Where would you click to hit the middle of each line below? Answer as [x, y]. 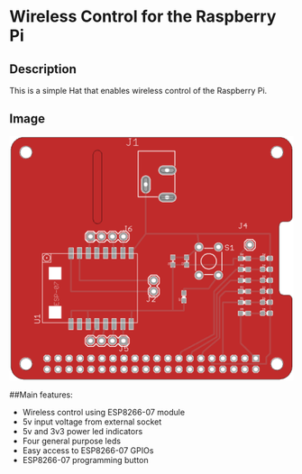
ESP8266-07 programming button [85, 460]
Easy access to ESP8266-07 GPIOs [88, 450]
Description [43, 69]
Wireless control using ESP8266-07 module [104, 412]
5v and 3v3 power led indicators [82, 431]
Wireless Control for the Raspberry [143, 17]
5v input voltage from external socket [92, 422]
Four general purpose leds [72, 441]
